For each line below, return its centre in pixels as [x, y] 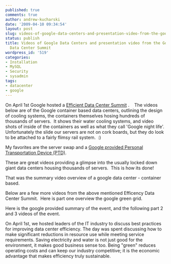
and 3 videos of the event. [33, 214]
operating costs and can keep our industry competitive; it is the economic [82, 250]
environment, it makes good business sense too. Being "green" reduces [81, 245]
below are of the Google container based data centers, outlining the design [84, 110]
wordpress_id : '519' [27, 52]
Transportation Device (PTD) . [36, 153]
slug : [11, 34]
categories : [18, 57]
